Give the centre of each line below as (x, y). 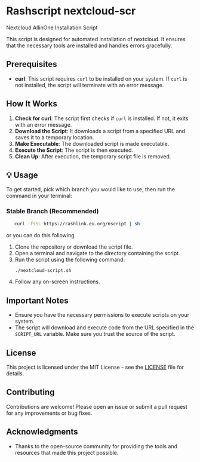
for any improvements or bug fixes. (49, 413)
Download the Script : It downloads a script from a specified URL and (100, 131)
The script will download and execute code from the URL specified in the (104, 328)
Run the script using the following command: (70, 259)
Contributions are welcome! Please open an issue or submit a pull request (97, 406)
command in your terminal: (39, 196)
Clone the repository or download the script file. (74, 247)
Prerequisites (32, 64)
